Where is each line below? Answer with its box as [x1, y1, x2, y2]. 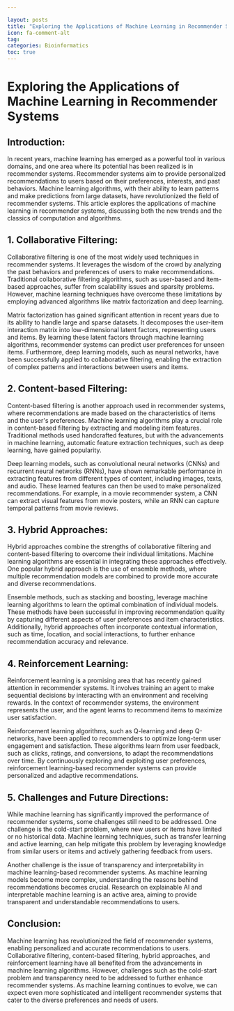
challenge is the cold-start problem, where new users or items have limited [7, 825, 222, 834]
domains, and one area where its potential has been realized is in [7, 162, 194, 170]
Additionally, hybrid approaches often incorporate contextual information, [7, 622, 218, 631]
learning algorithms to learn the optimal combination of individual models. [7, 601, 219, 609]
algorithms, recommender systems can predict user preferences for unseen [7, 340, 225, 349]
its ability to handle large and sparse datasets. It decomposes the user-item [7, 318, 224, 327]
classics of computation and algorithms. [7, 214, 123, 222]
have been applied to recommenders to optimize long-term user [37, 734, 221, 743]
